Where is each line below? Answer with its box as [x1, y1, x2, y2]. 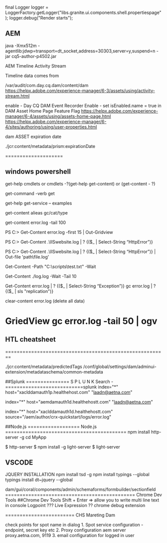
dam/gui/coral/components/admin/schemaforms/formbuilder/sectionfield [5, 486, 156, 492]
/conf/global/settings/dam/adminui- [83, 363, 157, 369]
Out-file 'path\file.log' [5, 253, 49, 259]
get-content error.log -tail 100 [5, 219, 66, 225]
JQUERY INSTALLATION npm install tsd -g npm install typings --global [5, 471, 150, 477]
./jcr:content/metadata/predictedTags [5, 363, 82, 369]
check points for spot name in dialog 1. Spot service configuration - [5, 522, 144, 528]
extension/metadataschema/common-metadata [5, 368, 103, 374]
